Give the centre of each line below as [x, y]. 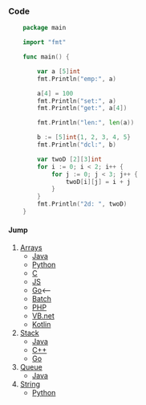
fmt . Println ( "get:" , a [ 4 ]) [82, 108]
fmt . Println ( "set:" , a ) [77, 101]
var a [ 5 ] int [59, 71]
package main [45, 28]
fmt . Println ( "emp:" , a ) [77, 79]
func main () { [46, 57]
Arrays [31, 247]
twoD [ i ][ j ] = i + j [98, 182]
